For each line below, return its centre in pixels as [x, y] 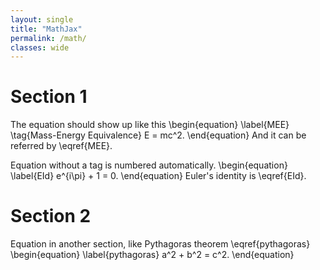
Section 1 [49, 97]
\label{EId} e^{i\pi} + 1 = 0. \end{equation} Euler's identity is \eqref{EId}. [158, 176]
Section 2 [51, 216]
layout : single [42, 19]
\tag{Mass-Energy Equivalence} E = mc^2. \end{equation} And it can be [158, 135]
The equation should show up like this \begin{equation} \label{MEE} [150, 125]
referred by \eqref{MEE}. [61, 146]
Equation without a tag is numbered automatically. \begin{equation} [149, 165]
